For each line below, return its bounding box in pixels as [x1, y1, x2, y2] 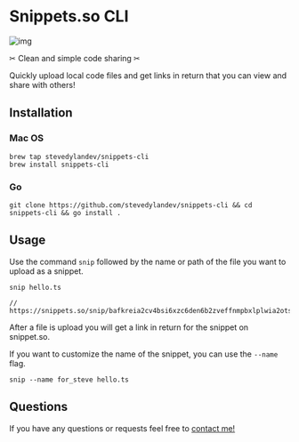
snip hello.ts [9, 283, 62, 292]
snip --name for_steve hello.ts [9, 375, 129, 384]
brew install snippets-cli [9, 160, 109, 169]
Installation [9, 105, 73, 121]
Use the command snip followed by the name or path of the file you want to [9, 256, 287, 267]
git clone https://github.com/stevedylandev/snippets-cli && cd [9, 200, 253, 210]
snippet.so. [9, 331, 51, 342]
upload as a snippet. [9, 265, 85, 277]
